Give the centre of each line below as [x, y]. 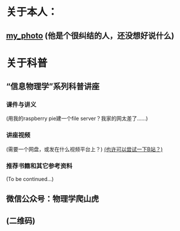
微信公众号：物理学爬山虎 [52, 199]
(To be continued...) [30, 179]
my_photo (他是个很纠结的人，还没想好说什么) [90, 36]
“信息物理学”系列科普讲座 [53, 87]
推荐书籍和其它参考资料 [39, 166]
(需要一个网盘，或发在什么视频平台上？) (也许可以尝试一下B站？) [84, 149]
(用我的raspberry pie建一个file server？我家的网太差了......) [77, 119]
